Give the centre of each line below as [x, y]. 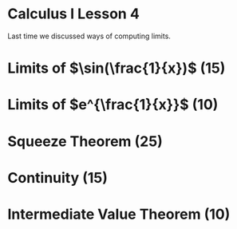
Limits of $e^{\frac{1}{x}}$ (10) [113, 105]
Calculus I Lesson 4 [74, 14]
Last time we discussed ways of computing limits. [89, 36]
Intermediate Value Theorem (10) [119, 214]
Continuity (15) [58, 178]
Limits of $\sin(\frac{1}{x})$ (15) [117, 68]
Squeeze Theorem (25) [85, 141]
